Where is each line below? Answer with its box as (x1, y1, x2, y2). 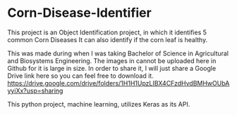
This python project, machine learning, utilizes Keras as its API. (7, 100, 190, 108)
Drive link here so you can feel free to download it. (7, 72, 154, 80)
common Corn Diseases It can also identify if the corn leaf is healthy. (7, 35, 208, 43)
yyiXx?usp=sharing (7, 86, 63, 95)
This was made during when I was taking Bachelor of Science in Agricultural (7, 49, 229, 57)
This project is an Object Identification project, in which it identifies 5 (7, 28, 207, 36)
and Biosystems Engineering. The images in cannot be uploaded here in (7, 56, 217, 65)
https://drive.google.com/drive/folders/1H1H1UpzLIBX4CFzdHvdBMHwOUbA (7, 79, 230, 87)
